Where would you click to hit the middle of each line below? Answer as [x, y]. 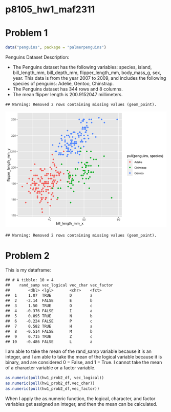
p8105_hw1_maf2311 [50, 10]
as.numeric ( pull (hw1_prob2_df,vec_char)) [50, 383]
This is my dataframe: [28, 270]
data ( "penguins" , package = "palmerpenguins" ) [56, 47]
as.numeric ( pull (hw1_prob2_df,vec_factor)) [52, 389]
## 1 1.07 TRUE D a [49, 295]
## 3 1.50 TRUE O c [49, 306]
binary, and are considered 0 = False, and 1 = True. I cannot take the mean [84, 362]
